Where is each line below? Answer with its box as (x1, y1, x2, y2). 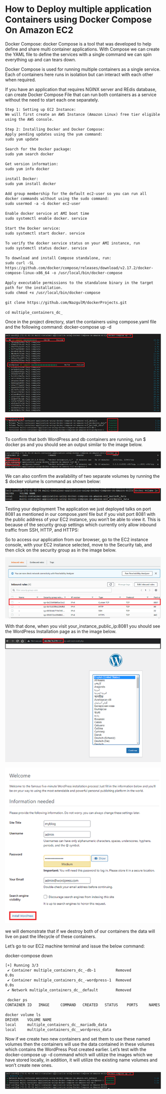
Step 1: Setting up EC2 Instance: (5, 107, 77, 112)
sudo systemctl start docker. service (5, 231, 85, 236)
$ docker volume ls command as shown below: (5, 479, 101, 485)
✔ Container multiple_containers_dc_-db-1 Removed (7, 968, 132, 973)
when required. (5, 77, 36, 83)
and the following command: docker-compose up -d (5, 324, 112, 330)
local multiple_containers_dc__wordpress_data (5, 1027, 112, 1033)
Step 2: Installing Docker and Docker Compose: (5, 127, 105, 132)
